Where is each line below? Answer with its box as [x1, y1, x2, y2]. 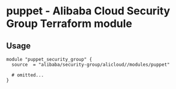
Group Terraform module [6, 17, 133, 30]
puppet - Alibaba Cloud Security [6, 4, 171, 18]
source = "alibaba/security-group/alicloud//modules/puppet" [11, 62, 170, 67]
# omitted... [11, 72, 44, 78]
